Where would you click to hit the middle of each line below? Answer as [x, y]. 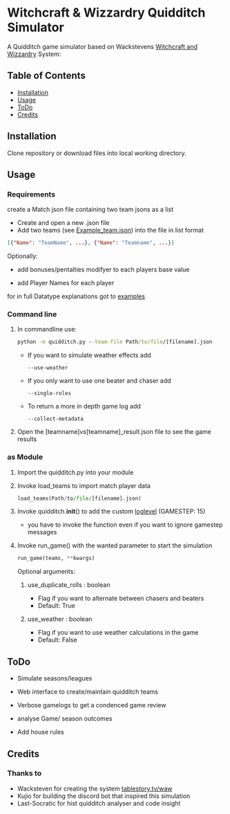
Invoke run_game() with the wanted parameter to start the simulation [115, 545]
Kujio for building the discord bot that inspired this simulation [104, 796]
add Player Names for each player [66, 283]
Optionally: [22, 256]
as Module [25, 457]
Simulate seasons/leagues [55, 678]
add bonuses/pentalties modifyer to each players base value [103, 270]
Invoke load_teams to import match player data [84, 485]
